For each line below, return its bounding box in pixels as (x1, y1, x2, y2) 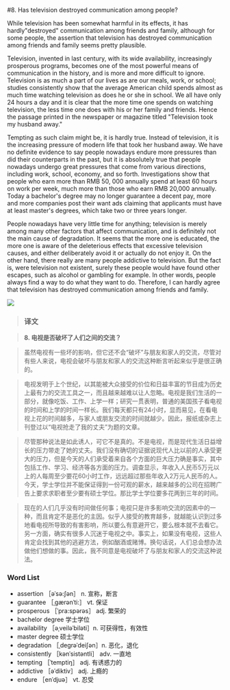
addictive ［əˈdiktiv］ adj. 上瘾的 (16, 667, 108, 675)
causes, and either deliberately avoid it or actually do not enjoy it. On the (7, 249, 212, 257)
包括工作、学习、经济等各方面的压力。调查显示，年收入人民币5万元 (23, 463, 214, 471)
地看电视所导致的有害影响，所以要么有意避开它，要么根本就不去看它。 (23, 521, 222, 529)
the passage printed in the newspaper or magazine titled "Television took (7, 113, 214, 121)
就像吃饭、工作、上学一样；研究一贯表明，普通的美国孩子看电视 (42, 397, 222, 405)
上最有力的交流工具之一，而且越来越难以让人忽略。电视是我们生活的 (23, 388, 216, 397)
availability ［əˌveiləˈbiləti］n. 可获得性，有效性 (16, 623, 149, 632)
